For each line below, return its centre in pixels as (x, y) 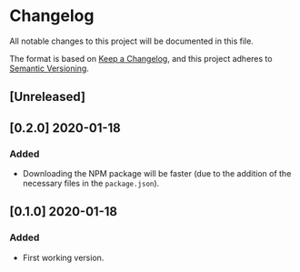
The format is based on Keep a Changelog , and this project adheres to (141, 58)
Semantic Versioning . (49, 68)
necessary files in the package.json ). (91, 184)
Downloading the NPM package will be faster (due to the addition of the (157, 174)
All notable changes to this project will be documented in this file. (132, 41)
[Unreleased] (48, 97)
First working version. (63, 257)
